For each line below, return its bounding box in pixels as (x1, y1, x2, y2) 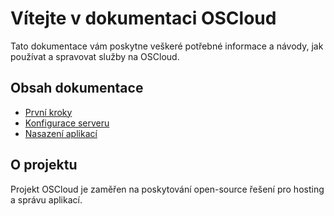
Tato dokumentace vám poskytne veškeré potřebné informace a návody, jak (10, 40, 324, 52)
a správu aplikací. (10, 193, 83, 206)
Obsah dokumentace (10, 80, 144, 97)
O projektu (10, 157, 78, 174)
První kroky (24, 106, 73, 118)
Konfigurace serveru (24, 117, 110, 129)
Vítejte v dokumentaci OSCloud (10, 7, 277, 30)
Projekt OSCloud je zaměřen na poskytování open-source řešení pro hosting (10, 183, 325, 195)
